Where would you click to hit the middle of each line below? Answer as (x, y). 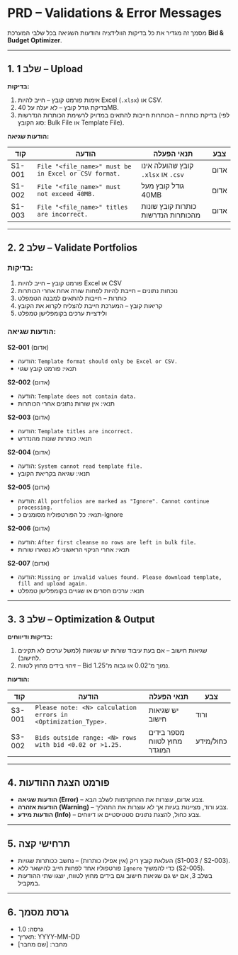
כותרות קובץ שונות (169, 206)
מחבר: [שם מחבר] (42, 944)
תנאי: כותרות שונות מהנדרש (55, 438)
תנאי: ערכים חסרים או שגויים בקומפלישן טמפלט (81, 590)
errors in (52, 714)
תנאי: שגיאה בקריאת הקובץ (54, 473)
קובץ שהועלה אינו (168, 166)
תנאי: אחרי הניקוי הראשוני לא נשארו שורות (73, 549)
